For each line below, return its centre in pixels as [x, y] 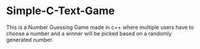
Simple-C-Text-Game [60, 11]
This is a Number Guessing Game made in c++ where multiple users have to [100, 27]
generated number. [30, 40]
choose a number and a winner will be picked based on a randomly [89, 33]
